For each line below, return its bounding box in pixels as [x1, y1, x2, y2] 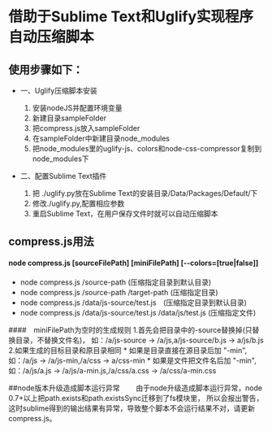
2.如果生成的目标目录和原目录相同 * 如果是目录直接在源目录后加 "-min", [8, 345, 248, 355]
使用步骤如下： [8, 63, 84, 76]
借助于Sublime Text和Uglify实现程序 [8, 7, 254, 26]
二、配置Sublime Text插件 [19, 172, 107, 181]
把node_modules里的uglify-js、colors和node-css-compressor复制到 [32, 144, 262, 153]
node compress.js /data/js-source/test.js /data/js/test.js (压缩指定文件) [19, 307, 257, 317]
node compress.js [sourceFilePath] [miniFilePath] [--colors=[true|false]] [8, 258, 259, 268]
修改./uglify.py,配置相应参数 [32, 198, 125, 208]
